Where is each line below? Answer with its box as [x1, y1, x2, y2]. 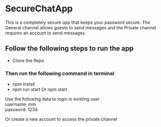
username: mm [5, 101, 36, 107]
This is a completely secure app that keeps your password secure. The [5, 19, 151, 25]
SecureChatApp [5, 3, 73, 14]
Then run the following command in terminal [5, 70, 114, 77]
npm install [12, 81, 35, 87]
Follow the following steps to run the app [5, 44, 134, 53]
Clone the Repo [12, 58, 45, 63]
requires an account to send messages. [5, 30, 86, 36]
